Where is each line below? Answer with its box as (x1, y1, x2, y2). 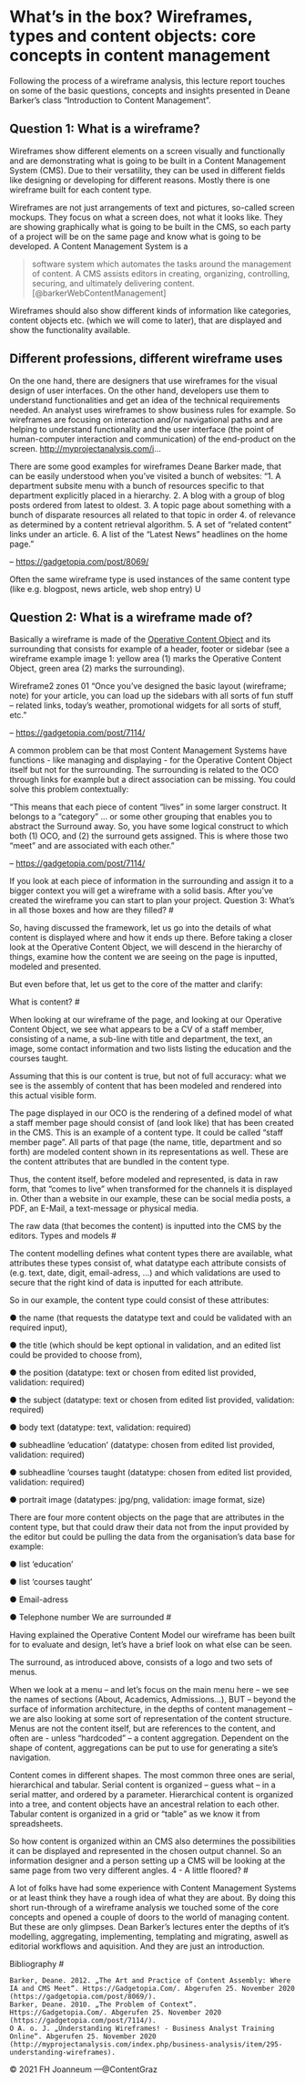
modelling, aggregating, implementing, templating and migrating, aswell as (9, 1932, 290, 1942)
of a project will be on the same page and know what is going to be (9, 231, 261, 242)
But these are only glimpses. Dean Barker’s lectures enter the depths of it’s (9, 1922, 290, 1932)
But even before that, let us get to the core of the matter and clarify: (9, 979, 264, 990)
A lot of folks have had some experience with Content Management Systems (9, 1882, 297, 1894)
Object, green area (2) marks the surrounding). (9, 663, 185, 674)
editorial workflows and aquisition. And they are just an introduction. (9, 1941, 266, 1952)
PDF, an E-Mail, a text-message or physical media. (9, 1203, 198, 1214)
